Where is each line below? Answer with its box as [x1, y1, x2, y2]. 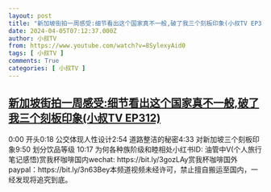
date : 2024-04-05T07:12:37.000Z [8, 27, 117, 35]
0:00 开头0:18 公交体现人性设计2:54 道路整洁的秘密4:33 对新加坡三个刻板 [8, 134, 252, 144]
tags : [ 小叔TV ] [8, 49, 65, 57]
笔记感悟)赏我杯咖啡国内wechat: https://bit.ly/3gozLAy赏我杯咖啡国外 [8, 154, 238, 164]
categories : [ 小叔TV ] [8, 65, 86, 73]
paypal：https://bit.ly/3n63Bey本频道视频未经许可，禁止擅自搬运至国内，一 [8, 165, 259, 174]
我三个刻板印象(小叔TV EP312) [8, 111, 161, 125]
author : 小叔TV [8, 34, 57, 43]
